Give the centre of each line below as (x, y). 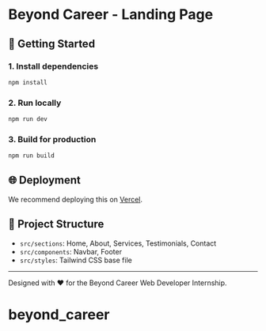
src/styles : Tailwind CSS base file (76, 260)
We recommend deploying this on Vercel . (76, 199)
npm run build (32, 156)
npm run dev (28, 119)
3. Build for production (52, 139)
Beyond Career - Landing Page (111, 15)
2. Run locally (35, 103)
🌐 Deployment (44, 181)
